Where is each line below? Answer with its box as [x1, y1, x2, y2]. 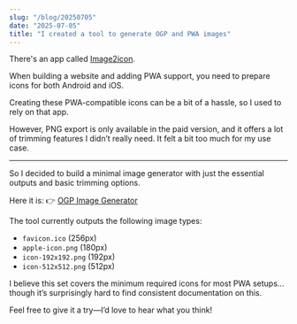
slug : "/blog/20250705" [9, 12, 97, 22]
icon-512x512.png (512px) [21, 261, 115, 272]
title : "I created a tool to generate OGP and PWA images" [9, 29, 232, 38]
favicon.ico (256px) [21, 233, 97, 243]
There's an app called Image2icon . [9, 54, 135, 65]
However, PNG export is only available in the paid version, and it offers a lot [9, 124, 284, 135]
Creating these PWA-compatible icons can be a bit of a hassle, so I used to [9, 97, 282, 108]
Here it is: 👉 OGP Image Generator [9, 196, 139, 206]
